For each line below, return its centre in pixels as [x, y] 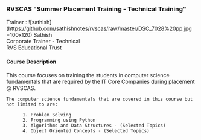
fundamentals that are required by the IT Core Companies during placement [101, 81]
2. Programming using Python [59, 120]
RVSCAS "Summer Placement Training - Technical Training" [97, 9]
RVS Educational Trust [34, 48]
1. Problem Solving [46, 115]
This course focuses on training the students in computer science [88, 75]
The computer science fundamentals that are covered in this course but [100, 99]
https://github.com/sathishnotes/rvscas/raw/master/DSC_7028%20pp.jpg [100, 28]
